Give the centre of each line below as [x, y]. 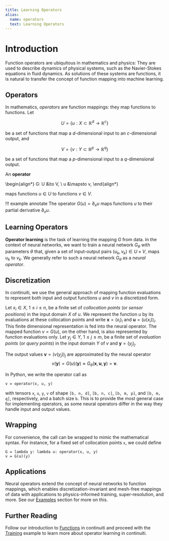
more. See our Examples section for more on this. [57, 500]
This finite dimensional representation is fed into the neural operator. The [81, 326]
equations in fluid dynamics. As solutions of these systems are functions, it [83, 74]
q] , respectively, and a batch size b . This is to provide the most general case [84, 398]
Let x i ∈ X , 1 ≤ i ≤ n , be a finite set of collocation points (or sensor [74, 308]
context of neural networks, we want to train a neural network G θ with [78, 245]
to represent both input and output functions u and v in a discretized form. [82, 298]
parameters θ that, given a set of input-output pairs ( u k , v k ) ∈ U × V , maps [82, 252]
